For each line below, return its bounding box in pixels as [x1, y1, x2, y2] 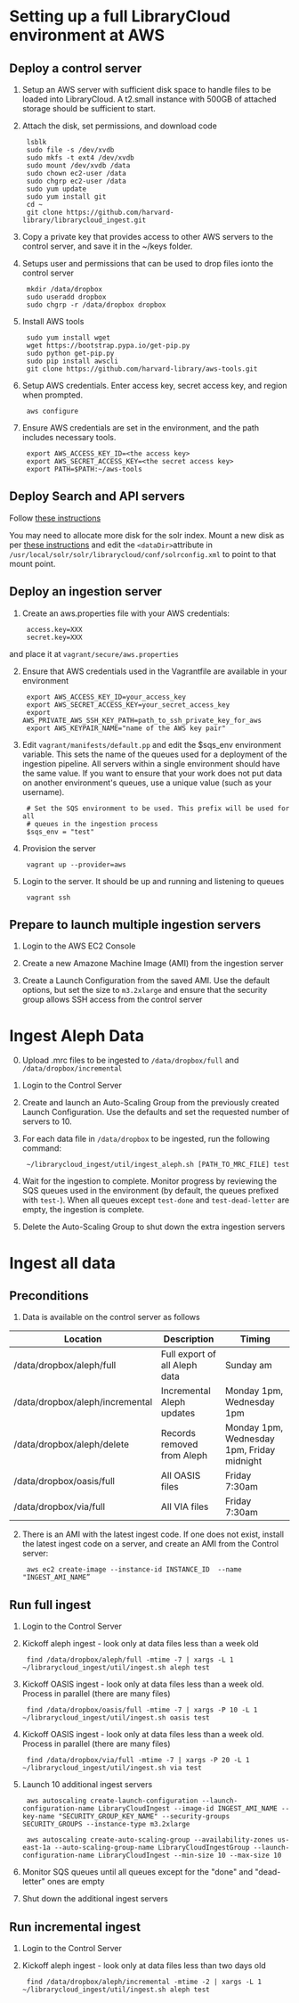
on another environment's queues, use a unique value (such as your [21, 777, 272, 788]
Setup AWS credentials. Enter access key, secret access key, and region [21, 381, 287, 390]
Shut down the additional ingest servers [21, 1893, 169, 1904]
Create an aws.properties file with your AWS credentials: [21, 608, 230, 619]
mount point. [9, 558, 56, 569]
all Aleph [160, 1359, 198, 1372]
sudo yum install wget [26, 333, 111, 342]
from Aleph [160, 1449, 207, 1462]
